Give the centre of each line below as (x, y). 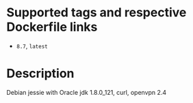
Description (40, 74)
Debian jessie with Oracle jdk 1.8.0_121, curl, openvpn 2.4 (87, 92)
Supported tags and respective (96, 13)
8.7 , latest (32, 46)
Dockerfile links (52, 27)
